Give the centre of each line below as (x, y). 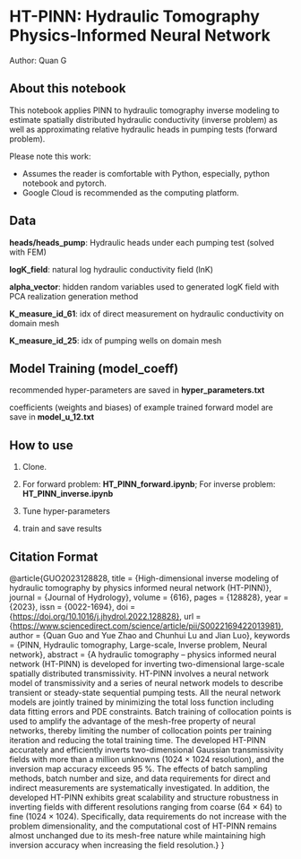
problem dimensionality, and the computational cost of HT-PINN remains (143, 826)
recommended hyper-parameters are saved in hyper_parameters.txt (137, 390)
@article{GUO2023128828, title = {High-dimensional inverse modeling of (144, 578)
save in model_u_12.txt (52, 417)
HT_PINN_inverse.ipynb (68, 494)
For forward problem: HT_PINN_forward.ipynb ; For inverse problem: (149, 484)
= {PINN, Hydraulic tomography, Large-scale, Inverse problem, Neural (138, 645)
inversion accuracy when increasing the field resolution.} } (117, 845)
